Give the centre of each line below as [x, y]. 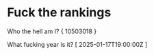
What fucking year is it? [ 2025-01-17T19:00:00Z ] [77, 44]
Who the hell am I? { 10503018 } [52, 31]
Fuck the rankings [59, 13]
